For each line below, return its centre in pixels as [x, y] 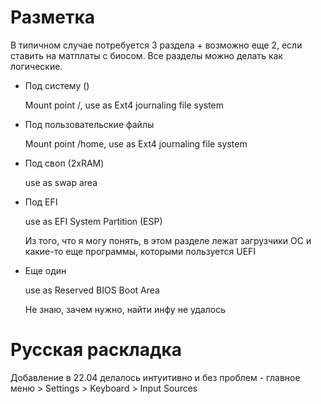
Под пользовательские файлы [89, 124]
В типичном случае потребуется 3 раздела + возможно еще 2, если [156, 45]
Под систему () [57, 85]
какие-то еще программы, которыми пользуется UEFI [140, 251]
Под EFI [41, 202]
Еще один [45, 270]
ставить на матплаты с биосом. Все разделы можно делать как [146, 55]
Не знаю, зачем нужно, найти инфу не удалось [125, 309]
